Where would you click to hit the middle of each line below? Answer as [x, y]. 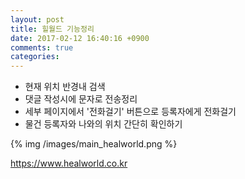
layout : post [37, 19]
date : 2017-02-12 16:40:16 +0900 [80, 38]
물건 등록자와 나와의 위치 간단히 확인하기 [103, 124]
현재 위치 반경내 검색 [65, 87]
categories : [35, 57]
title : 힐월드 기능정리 [52, 29]
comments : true [42, 47]
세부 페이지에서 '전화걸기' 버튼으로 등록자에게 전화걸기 [130, 112]
